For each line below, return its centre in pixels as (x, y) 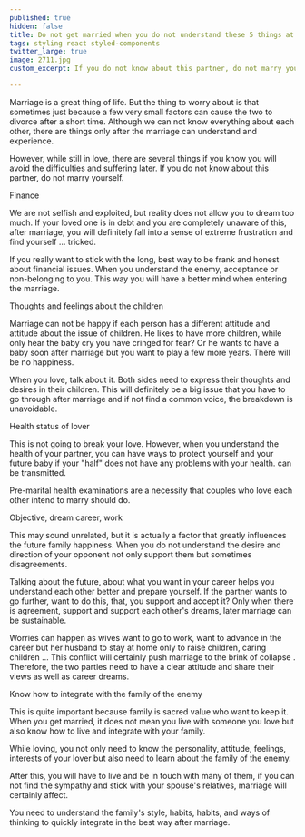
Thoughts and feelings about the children (87, 306)
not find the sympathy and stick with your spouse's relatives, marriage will (148, 785)
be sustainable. (38, 620)
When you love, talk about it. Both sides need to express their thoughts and (150, 379)
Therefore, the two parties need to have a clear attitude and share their (142, 666)
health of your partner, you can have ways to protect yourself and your (142, 453)
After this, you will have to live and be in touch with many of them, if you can (152, 775)
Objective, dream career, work (66, 517)
